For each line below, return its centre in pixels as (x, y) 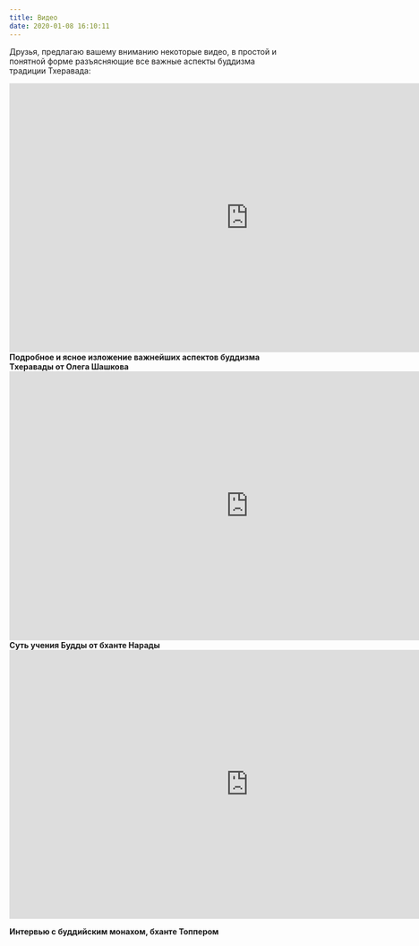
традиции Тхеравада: (50, 70)
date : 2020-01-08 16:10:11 (60, 26)
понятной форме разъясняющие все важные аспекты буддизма (132, 61)
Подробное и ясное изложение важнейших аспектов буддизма (135, 357)
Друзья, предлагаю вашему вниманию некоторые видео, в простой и (143, 51)
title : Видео (34, 17)
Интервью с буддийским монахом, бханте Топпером (114, 931)
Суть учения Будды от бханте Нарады (85, 645)
